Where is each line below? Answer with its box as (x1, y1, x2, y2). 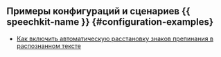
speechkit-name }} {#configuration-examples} (6, 16, 214, 28)
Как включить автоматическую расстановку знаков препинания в (16, 34, 214, 43)
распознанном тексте (16, 41, 81, 50)
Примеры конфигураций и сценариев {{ (6, 5, 191, 17)
